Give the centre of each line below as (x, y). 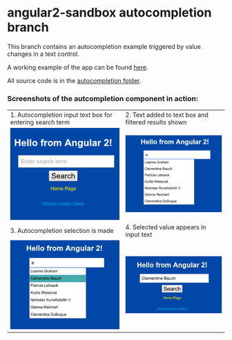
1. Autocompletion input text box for (61, 115)
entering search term (40, 122)
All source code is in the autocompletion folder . (74, 80)
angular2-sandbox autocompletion (109, 13)
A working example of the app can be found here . (78, 67)
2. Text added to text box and (167, 115)
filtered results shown (156, 122)
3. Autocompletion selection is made (62, 231)
